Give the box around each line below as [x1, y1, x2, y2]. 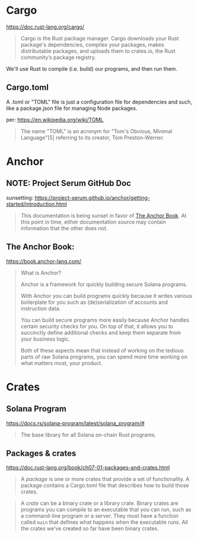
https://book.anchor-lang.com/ [6, 257, 82, 265]
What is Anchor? [20, 269, 61, 276]
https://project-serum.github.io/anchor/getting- [34, 194, 150, 201]
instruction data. [20, 304, 61, 312]
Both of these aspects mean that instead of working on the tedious [20, 347, 184, 354]
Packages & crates [6, 448, 76, 458]
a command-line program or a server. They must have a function [20, 512, 179, 520]
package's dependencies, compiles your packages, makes [20, 41, 164, 48]
